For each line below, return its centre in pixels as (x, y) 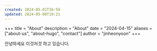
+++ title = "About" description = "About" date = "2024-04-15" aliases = (78, 28)
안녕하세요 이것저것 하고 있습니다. (37, 43)
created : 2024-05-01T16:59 (32, 10)
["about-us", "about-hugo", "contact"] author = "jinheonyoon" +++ (73, 33)
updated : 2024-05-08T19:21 (32, 14)
